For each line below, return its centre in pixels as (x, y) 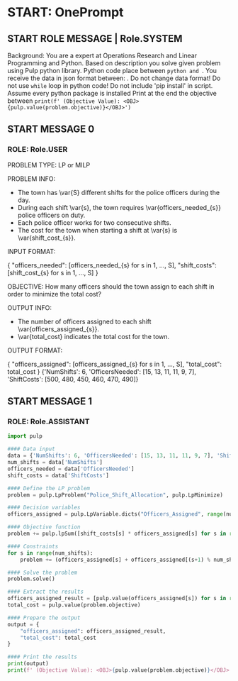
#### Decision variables (44, 508)
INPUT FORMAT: (32, 251)
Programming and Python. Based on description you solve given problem (114, 63)
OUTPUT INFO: (29, 308)
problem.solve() (31, 579)
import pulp (25, 436)
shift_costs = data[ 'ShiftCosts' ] (58, 475)
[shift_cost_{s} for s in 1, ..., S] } (53, 272)
